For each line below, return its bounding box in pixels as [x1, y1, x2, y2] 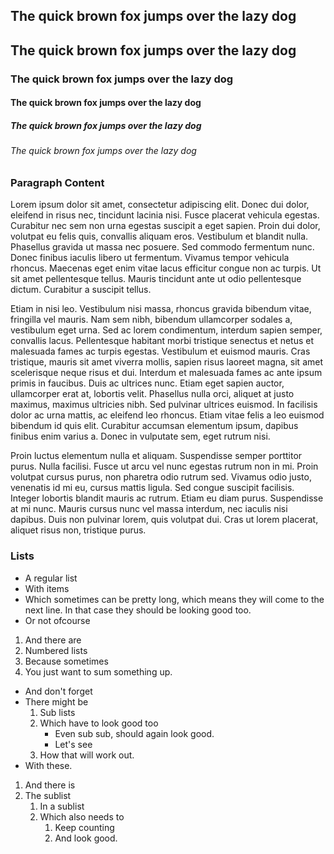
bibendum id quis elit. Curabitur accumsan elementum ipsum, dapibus [10, 420, 299, 432]
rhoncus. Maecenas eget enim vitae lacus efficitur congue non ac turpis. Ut [10, 262, 322, 274]
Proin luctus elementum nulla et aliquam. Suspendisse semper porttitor [10, 450, 303, 462]
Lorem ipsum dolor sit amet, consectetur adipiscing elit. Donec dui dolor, [10, 199, 310, 211]
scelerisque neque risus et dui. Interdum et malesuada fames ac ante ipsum [10, 367, 323, 379]
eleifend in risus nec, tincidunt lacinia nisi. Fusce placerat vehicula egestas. [10, 209, 320, 221]
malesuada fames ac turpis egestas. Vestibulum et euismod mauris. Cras [10, 345, 311, 358]
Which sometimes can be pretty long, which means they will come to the [24, 593, 325, 605]
